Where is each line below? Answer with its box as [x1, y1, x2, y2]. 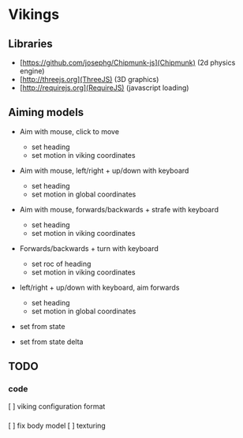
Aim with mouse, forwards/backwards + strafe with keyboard [19, 204, 219, 214]
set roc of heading [31, 259, 92, 268]
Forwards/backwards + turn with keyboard [19, 243, 159, 253]
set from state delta [19, 337, 84, 346]
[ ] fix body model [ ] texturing [8, 421, 107, 431]
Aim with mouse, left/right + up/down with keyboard [19, 166, 189, 175]
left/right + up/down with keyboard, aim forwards [19, 283, 180, 292]
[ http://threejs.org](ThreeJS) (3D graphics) [19, 75, 159, 84]
